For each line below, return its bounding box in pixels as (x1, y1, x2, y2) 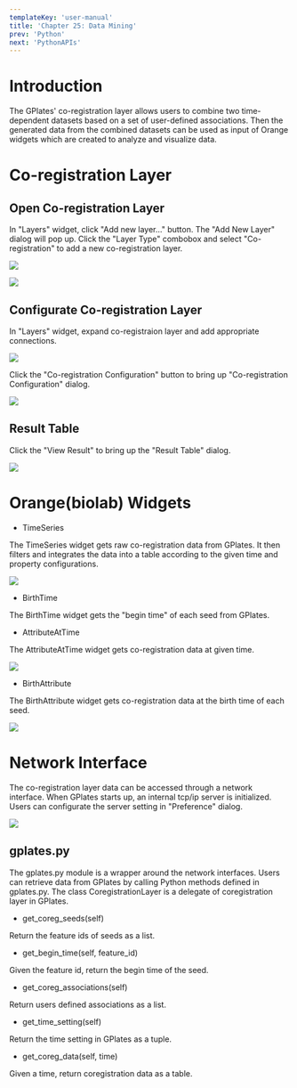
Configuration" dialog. (9, 379, 91, 389)
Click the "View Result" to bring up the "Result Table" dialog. (9, 444, 231, 455)
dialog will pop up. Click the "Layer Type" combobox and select (9, 233, 242, 245)
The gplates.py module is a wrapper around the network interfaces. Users (9, 867, 280, 878)
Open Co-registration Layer (9, 200, 165, 215)
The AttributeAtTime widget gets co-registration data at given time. (9, 644, 255, 654)
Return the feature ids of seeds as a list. (9, 930, 156, 940)
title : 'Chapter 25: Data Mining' (9, 21, 138, 30)
